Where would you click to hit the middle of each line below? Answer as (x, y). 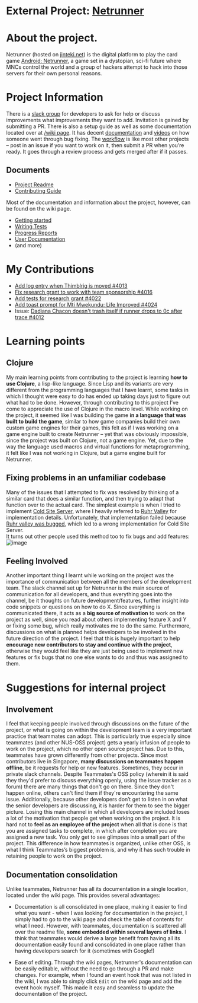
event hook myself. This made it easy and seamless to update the (94, 988)
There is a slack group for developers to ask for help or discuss (83, 114)
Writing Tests (31, 226)
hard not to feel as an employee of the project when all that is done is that (97, 824)
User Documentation (40, 239)
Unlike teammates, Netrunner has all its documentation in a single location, (97, 889)
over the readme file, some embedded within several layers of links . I (100, 932)
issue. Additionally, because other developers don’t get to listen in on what (97, 800)
